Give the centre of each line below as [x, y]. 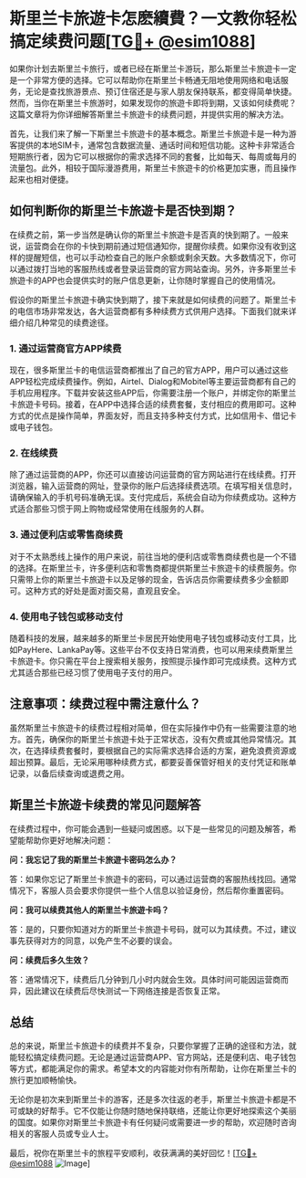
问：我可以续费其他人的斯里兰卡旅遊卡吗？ [89, 910]
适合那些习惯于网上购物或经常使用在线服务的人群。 [113, 509]
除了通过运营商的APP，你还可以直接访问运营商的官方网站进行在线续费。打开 [153, 475]
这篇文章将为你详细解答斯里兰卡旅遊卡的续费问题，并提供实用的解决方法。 [149, 114]
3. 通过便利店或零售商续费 [66, 535]
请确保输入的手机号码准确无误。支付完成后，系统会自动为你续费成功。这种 [149, 498]
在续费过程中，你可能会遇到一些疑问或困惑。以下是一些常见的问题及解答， [149, 828]
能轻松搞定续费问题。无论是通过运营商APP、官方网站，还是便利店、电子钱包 [153, 1057]
